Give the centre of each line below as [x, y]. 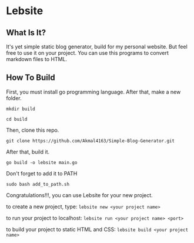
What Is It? [26, 33]
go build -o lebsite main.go [42, 162]
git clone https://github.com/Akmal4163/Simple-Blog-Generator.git [91, 141]
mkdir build [21, 109]
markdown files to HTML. [37, 59]
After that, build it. [28, 152]
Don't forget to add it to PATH [42, 173]
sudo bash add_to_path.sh [38, 184]
